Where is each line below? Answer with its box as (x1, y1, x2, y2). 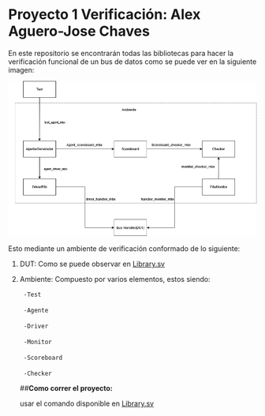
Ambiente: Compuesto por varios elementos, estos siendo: (19, 275, 211, 284)
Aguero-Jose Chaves (8, 22, 150, 40)
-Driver (23, 322, 49, 331)
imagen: (8, 65, 35, 74)
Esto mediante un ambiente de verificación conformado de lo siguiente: (8, 244, 241, 253)
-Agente (23, 306, 49, 315)
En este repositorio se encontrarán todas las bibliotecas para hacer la (8, 48, 234, 58)
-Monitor (23, 338, 53, 347)
